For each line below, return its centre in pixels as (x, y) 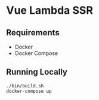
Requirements (33, 33)
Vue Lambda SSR (50, 10)
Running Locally (37, 72)
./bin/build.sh (25, 86)
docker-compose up (29, 91)
